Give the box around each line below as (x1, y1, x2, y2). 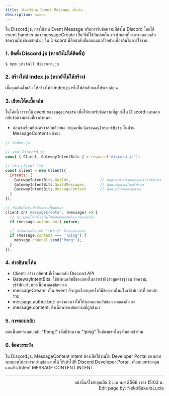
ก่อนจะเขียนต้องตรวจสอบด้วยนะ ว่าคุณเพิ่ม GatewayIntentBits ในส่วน (12, 124, 135, 131)
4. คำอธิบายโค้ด (5, 259, 36, 266)
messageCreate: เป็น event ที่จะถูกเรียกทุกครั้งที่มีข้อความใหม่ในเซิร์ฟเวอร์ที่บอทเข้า (12, 288, 158, 294)
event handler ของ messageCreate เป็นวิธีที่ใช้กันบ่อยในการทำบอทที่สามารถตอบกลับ (5, 31, 156, 38)
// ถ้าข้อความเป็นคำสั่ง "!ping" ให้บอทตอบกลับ (10, 228, 86, 233)
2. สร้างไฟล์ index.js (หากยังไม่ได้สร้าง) (5, 73, 86, 80)
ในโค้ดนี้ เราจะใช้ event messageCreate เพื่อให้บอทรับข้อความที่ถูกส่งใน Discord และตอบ (5, 109, 160, 115)
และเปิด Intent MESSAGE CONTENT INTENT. (5, 364, 95, 370)
